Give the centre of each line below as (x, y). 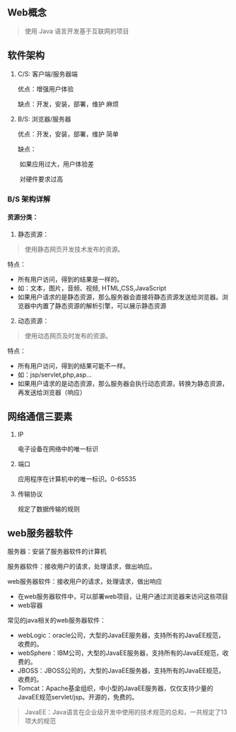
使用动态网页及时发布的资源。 (68, 336)
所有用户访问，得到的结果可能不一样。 (73, 365)
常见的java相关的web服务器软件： (57, 620)
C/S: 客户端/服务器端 (48, 73)
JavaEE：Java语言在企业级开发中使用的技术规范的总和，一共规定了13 (126, 712)
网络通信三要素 (40, 417)
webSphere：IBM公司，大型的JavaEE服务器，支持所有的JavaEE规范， (120, 653)
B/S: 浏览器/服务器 (44, 119)
